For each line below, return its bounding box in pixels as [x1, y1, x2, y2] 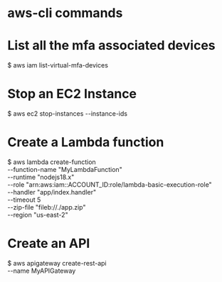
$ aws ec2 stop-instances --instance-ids [7, 109, 128, 118]
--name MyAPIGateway [7, 266, 76, 275]
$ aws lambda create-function [7, 158, 96, 166]
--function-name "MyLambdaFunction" [7, 166, 122, 173]
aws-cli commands [7, 5, 123, 21]
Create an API [7, 236, 90, 251]
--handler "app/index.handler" [7, 188, 97, 196]
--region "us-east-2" [7, 211, 69, 219]
